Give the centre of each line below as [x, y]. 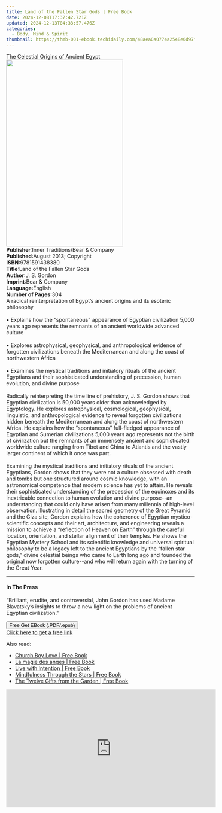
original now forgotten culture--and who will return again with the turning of [100, 561]
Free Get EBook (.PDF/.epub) [42, 625]
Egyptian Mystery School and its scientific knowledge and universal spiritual [100, 542]
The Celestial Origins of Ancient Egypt [53, 57]
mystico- [181, 517]
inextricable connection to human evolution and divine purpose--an [89, 498]
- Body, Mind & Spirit [40, 34]
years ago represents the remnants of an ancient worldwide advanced [93, 326]
